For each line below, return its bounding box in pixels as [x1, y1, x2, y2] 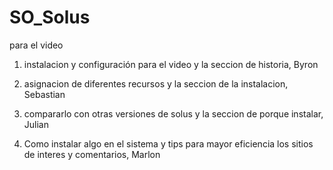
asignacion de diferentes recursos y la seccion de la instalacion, [23, 77, 289, 90]
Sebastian [23, 88, 66, 100]
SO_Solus [9, 6, 91, 29]
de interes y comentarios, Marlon [23, 148, 161, 160]
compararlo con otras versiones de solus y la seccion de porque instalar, [23, 107, 324, 120]
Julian [23, 118, 49, 130]
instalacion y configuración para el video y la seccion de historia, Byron [23, 58, 319, 70]
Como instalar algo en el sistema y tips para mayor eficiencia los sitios [23, 137, 314, 150]
